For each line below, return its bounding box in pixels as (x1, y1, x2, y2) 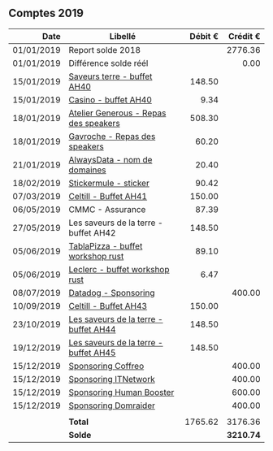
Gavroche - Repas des (68, 130, 156, 141)
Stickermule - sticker (68, 177, 150, 189)
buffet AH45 (68, 347, 116, 358)
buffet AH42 (68, 227, 116, 238)
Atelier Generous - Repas (68, 107, 167, 119)
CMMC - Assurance (68, 203, 146, 215)
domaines (68, 164, 107, 176)
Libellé (109, 30, 136, 41)
